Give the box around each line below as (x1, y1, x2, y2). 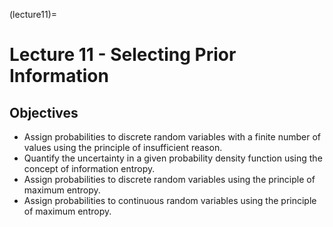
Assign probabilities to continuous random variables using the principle (23, 195, 317, 206)
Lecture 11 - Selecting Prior (9, 44, 237, 66)
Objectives (9, 104, 79, 121)
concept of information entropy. (23, 163, 156, 174)
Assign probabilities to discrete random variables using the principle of (23, 174, 316, 185)
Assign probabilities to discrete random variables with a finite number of (23, 131, 321, 143)
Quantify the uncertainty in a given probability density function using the (23, 152, 323, 164)
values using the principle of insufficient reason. (23, 142, 223, 153)
